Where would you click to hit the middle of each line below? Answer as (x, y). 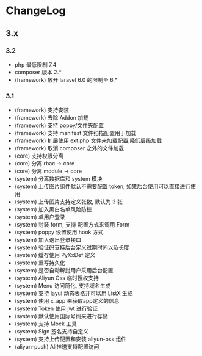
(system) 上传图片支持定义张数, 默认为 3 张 (68, 202)
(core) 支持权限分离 (39, 156)
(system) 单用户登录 (40, 217)
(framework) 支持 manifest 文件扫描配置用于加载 (75, 133)
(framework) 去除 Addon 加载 (52, 118)
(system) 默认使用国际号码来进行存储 (61, 316)
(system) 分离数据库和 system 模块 (58, 179)
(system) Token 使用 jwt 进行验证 (56, 308)
